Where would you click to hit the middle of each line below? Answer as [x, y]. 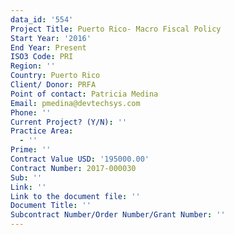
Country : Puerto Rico [55, 76]
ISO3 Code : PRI [42, 57]
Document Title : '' [51, 206]
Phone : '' [31, 112]
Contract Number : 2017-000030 [73, 168]
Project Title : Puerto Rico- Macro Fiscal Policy [116, 29]
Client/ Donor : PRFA [53, 85]
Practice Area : [42, 131]
